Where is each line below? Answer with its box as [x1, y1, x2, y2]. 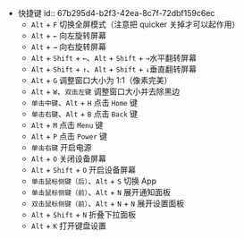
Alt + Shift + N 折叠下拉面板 [30, 209, 137, 219]
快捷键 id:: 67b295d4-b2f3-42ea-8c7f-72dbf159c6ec [17, 8, 215, 18]
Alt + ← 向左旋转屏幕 [30, 30, 107, 40]
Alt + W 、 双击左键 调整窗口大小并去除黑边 [30, 86, 181, 97]
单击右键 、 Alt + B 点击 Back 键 [30, 108, 139, 119]
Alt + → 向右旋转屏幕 [30, 41, 107, 52]
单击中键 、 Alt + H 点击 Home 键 [30, 98, 139, 107]
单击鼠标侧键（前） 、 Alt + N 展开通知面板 [30, 187, 172, 197]
